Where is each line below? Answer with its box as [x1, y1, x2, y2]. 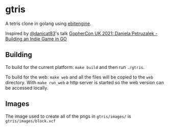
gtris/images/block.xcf [5, 118, 56, 123]
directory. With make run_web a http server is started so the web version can [5, 79, 164, 85]
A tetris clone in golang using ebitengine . [5, 20, 92, 27]
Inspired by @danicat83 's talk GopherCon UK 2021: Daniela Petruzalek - [5, 30, 158, 36]
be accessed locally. [5, 85, 49, 91]
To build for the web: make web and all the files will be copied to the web [5, 74, 154, 80]
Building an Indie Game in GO [5, 36, 67, 42]
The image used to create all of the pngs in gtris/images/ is [5, 113, 131, 119]
